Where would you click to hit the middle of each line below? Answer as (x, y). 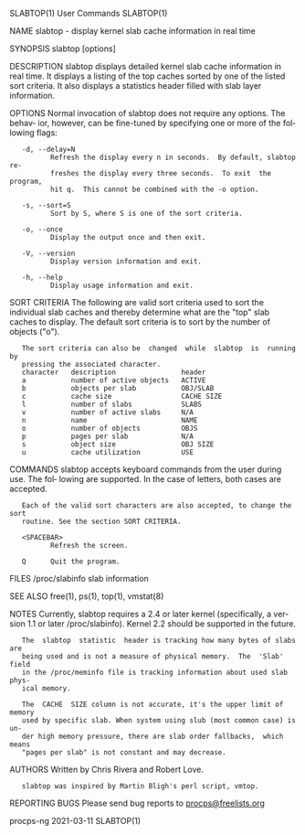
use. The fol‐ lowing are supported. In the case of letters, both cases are (145, 479)
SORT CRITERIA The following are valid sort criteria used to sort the (137, 302)
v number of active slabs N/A (108, 412)
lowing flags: (33, 133)
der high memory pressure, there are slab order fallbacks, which (152, 736)
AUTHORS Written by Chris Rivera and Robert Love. (106, 769)
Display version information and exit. (126, 262)
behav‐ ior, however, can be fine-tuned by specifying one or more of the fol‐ (152, 123)
